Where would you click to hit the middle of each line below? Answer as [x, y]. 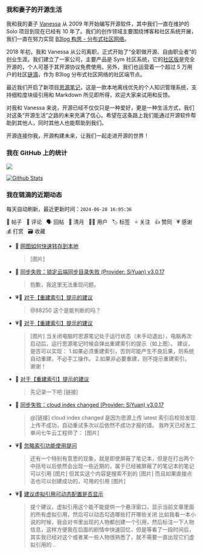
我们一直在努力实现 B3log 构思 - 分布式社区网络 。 [68, 39]
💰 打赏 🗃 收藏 [26, 231]
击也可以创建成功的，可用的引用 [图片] [78, 481]
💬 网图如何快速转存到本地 [47, 246]
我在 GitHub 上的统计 [37, 153]
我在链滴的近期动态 [34, 195]
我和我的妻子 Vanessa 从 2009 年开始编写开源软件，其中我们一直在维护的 [98, 24]
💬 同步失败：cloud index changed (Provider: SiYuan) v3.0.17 [89, 405]
